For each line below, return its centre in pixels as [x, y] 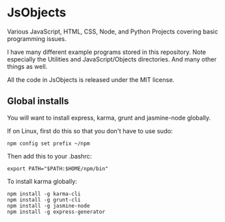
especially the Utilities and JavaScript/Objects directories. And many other [112, 59]
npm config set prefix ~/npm [49, 143]
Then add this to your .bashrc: [50, 156]
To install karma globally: [42, 181]
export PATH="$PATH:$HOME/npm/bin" [58, 169]
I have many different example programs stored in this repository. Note [107, 52]
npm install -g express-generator [56, 212]
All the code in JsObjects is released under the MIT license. [91, 79]
